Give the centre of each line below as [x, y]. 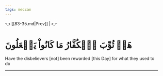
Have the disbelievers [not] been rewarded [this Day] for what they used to [80, 58]
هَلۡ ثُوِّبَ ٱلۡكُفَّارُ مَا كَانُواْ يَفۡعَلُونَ [68, 45]
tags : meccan [18, 9]
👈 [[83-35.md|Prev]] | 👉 [31, 23]
